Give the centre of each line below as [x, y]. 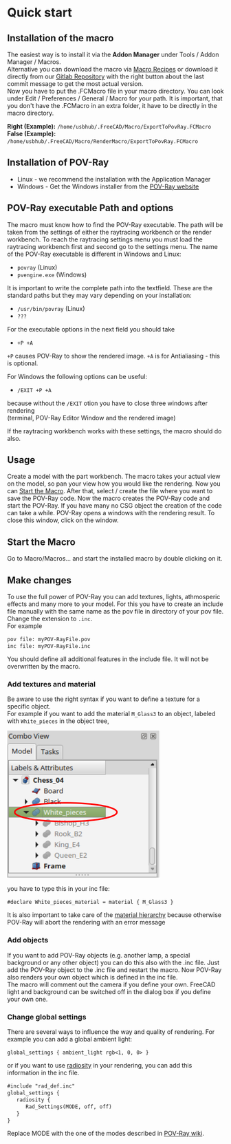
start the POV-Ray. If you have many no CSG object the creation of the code [114, 506]
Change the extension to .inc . [50, 619]
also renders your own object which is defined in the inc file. [92, 977]
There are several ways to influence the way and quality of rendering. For [111, 1032]
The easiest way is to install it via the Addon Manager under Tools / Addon [113, 54]
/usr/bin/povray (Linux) [51, 308]
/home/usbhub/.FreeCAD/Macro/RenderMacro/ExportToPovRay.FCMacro [102, 142]
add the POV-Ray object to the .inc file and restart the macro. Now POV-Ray [114, 970]
